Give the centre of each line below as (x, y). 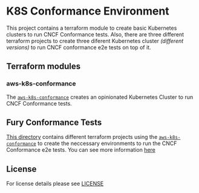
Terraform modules (43, 66)
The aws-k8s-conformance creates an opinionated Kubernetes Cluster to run (100, 97)
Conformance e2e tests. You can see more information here (81, 150)
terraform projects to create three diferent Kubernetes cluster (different (95, 41)
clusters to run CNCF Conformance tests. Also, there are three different (95, 34)
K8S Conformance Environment (88, 11)
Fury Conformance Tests (54, 123)
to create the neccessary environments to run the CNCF (107, 143)
